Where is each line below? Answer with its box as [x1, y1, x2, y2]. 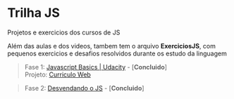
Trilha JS [7, 5, 60, 21]
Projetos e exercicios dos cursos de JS [7, 28, 121, 37]
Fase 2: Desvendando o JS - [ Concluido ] [24, 84, 144, 92]
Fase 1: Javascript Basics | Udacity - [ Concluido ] [24, 62, 168, 71]
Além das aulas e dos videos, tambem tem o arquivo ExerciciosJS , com [7, 41, 216, 50]
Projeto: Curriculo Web [24, 70, 92, 79]
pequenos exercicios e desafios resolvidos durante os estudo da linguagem [7, 49, 227, 58]
